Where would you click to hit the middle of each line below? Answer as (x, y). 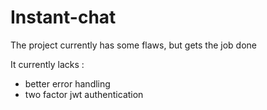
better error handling (67, 83)
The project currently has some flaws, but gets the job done (133, 45)
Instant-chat (63, 17)
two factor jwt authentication (84, 94)
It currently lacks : (47, 64)
